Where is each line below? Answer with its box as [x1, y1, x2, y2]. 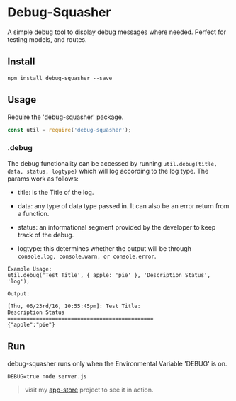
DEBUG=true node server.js [7, 373, 87, 380]
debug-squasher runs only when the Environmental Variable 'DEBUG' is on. [7, 359, 227, 368]
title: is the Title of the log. [17, 188, 94, 196]
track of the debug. [17, 230, 74, 239]
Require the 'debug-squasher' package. [7, 113, 124, 121]
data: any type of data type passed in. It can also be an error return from [17, 201, 230, 210]
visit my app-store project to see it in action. [24, 385, 154, 394]
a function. [17, 209, 50, 218]
